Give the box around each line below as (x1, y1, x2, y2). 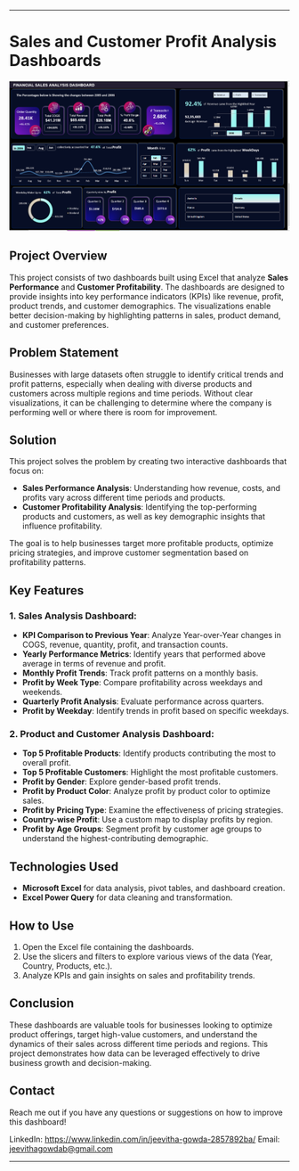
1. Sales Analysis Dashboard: (9, 610, 137, 622)
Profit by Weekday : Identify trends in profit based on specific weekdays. (21, 706, 289, 717)
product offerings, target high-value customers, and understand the (9, 1028, 258, 1039)
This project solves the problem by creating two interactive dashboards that (9, 456, 287, 467)
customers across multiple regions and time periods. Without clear (9, 388, 254, 398)
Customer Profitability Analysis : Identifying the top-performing (21, 502, 257, 512)
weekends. (21, 687, 63, 698)
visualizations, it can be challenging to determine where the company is (9, 397, 272, 408)
